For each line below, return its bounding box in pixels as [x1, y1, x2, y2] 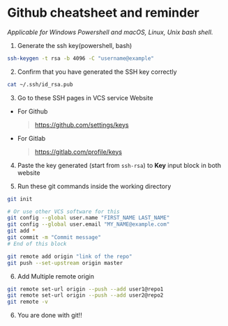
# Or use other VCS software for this [7, 208, 120, 215]
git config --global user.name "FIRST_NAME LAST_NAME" [7, 215, 170, 222]
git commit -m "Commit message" [7, 234, 101, 241]
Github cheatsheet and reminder [7, 5, 200, 21]
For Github [17, 107, 48, 116]
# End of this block [7, 240, 68, 247]
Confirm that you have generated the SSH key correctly [17, 68, 177, 76]
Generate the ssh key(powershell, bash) [17, 41, 132, 49]
